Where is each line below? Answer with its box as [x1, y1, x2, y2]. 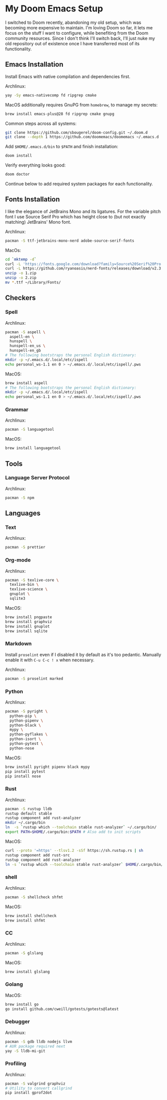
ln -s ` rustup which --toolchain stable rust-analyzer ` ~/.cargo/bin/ [5, 825, 157, 830]
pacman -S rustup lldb [5, 806, 52, 811]
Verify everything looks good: [5, 162, 66, 168]
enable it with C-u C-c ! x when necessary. [5, 657, 94, 663]
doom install [5, 153, 32, 158]
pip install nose [5, 774, 41, 779]
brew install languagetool [5, 446, 61, 451]
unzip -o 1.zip [5, 271, 37, 276]
